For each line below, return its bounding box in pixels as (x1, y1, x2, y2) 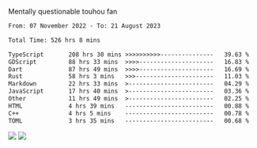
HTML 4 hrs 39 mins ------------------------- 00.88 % (8, 102, 249, 110)
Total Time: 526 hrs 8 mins (8, 36, 101, 44)
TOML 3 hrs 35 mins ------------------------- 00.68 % (8, 116, 249, 125)
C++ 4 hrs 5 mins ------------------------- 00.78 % (8, 109, 249, 117)
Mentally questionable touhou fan (8, 7, 118, 16)
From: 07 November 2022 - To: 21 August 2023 (8, 22, 161, 30)
